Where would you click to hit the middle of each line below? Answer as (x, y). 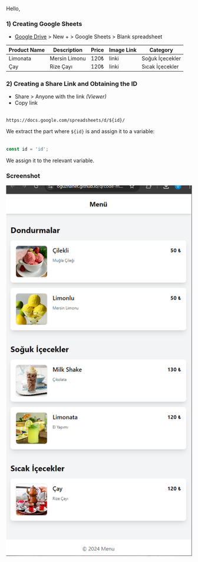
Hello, (13, 9)
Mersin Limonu (68, 59)
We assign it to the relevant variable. (50, 160)
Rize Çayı (61, 67)
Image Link (123, 50)
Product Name (27, 50)
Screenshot (23, 176)
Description (67, 50)
